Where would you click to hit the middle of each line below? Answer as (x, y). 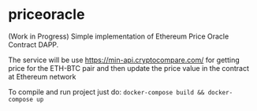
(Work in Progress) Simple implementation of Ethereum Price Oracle (119, 36)
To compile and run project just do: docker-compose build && (106, 91)
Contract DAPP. (34, 44)
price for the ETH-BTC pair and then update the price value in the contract (129, 68)
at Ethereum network (42, 76)
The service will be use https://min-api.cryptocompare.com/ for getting (124, 60)
